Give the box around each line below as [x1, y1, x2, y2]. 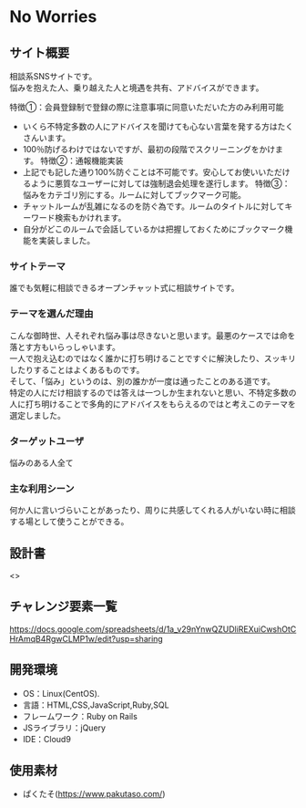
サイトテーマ [9, 260, 66, 273]
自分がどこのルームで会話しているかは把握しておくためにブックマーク [22, 223, 285, 234]
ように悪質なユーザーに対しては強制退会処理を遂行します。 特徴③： [30, 178, 291, 189]
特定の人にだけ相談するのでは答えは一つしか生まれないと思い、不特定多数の [9, 387, 297, 398]
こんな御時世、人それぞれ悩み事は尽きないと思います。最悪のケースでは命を [9, 330, 296, 341]
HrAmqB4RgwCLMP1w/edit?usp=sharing [9, 633, 164, 644]
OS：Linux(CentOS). [22, 688, 100, 699]
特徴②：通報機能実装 [40, 155, 124, 166]
